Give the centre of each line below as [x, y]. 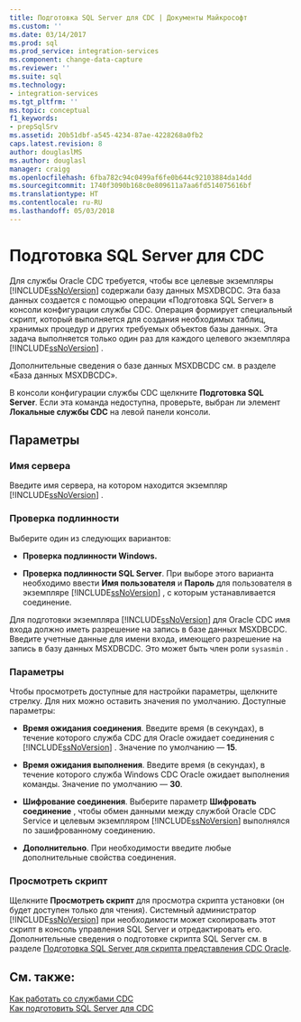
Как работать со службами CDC [72, 999]
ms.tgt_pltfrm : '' [44, 102]
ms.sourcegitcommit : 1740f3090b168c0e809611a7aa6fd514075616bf [131, 186]
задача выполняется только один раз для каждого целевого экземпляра [150, 338]
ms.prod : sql [34, 43]
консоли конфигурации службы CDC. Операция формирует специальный [151, 309]
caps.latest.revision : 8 [56, 144]
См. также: [42, 977]
